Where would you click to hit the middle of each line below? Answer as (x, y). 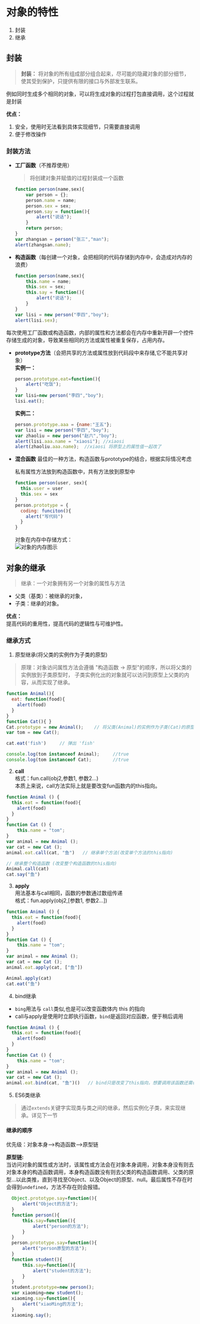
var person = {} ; (47, 195)
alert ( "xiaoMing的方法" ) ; (53, 1304)
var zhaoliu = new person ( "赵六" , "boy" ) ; (66, 436)
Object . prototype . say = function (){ (54, 1198)
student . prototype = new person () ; (53, 1288)
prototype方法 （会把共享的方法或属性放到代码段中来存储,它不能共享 (99, 353)
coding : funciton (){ (46, 511)
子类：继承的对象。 (38, 603)
